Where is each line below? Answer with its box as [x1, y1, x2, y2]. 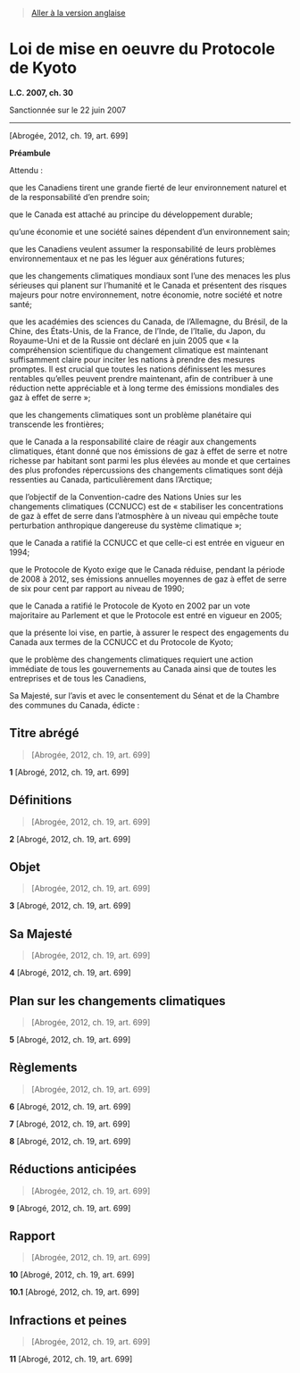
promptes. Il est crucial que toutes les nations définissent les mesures [9, 364, 266, 374]
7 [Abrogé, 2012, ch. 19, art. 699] [9, 1118, 131, 1129]
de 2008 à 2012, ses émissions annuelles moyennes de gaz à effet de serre [9, 573, 287, 584]
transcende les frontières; [9, 419, 104, 430]
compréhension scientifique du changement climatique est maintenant [9, 344, 269, 356]
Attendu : [9, 164, 43, 175]
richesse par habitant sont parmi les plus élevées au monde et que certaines [9, 455, 291, 465]
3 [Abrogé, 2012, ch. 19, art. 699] [9, 900, 131, 911]
